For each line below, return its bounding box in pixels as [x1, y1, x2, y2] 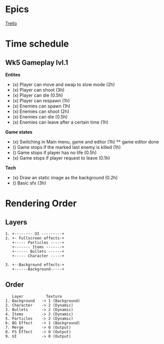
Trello [5, 20, 17, 26]
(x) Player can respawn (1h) [12, 97, 70, 103]
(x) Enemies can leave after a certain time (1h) [12, 119, 109, 125]
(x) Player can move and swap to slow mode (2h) [12, 81, 115, 87]
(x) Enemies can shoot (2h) [12, 108, 69, 114]
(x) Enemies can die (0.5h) [12, 113, 68, 120]
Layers [5, 218, 27, 226]
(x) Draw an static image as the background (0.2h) [12, 174, 118, 180]
